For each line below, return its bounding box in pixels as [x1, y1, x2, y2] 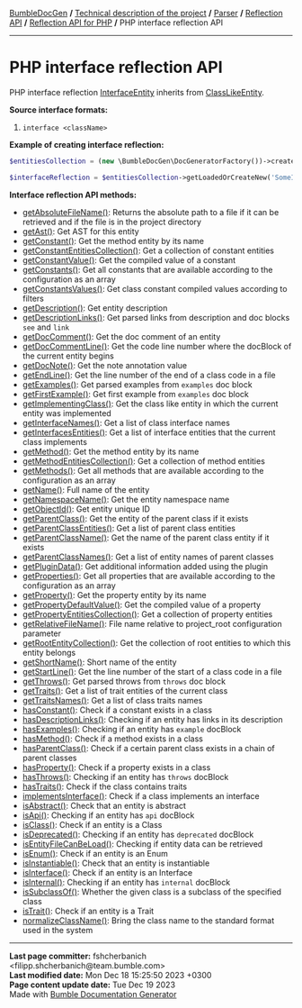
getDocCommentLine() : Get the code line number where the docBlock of [22, 341, 292, 351]
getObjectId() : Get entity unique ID [22, 504, 150, 514]
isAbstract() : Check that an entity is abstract [22, 800, 187, 811]
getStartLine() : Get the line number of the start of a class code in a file [22, 666, 282, 677]
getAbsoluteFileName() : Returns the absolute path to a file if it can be [22, 206, 280, 217]
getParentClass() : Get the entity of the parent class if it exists [22, 513, 249, 523]
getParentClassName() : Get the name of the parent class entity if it [22, 531, 270, 543]
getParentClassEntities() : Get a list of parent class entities [22, 522, 236, 533]
